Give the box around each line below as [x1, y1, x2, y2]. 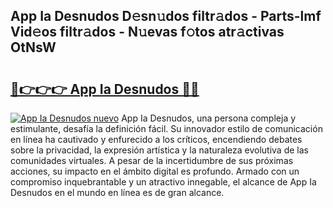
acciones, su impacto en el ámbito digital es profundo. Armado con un [10, 165, 300, 177]
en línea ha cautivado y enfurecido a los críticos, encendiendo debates [10, 134, 303, 145]
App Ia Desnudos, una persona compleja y [121, 112, 297, 124]
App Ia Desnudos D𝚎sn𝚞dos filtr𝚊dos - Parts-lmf [10, 8, 322, 25]
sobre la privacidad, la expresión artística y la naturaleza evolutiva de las [10, 144, 309, 156]
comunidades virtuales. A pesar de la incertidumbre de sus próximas [10, 155, 294, 166]
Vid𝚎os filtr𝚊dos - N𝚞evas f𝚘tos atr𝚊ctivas [10, 24, 285, 41]
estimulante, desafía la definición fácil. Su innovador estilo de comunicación [10, 123, 323, 134]
